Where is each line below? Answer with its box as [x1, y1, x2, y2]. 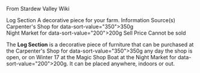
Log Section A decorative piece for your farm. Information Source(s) [6, 17, 176, 23]
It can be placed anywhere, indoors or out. [69, 60, 175, 67]
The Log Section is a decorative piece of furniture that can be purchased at [6, 41, 194, 48]
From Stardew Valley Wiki [6, 5, 70, 12]
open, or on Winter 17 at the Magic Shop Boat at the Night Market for [6, 54, 177, 60]
